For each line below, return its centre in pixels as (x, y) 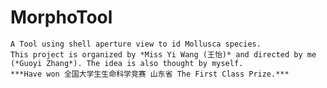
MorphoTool (61, 17)
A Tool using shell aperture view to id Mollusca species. (136, 44)
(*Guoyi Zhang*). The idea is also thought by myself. (127, 63)
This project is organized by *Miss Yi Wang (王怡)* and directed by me (163, 54)
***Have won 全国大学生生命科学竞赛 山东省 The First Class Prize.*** (150, 74)
